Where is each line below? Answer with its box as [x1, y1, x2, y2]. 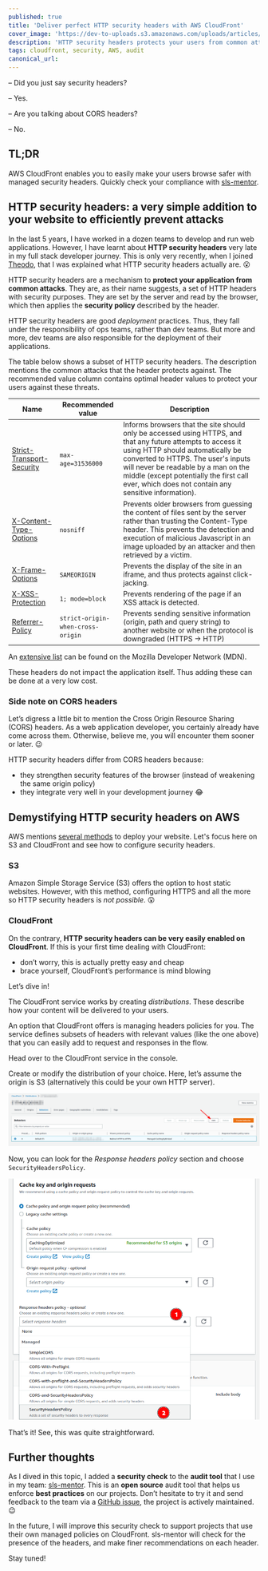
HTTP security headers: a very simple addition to [8, 200, 258, 214]
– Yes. [8, 93, 28, 103]
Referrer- [11, 617, 44, 627]
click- [232, 569, 254, 579]
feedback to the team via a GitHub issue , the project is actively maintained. [8, 1498, 254, 1507]
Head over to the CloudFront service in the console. [8, 1053, 178, 1062]
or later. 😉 [8, 740, 43, 749]
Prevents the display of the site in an [123, 561, 242, 570]
